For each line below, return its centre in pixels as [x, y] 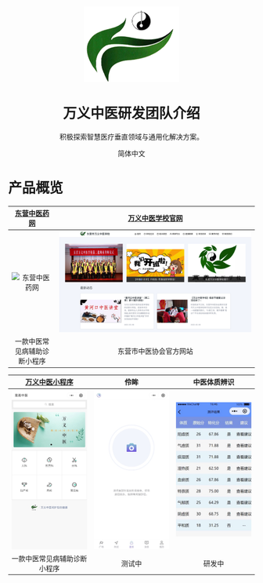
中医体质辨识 [214, 382]
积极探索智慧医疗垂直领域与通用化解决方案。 [131, 137]
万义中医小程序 [49, 382]
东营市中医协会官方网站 [155, 352]
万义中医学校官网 [155, 218]
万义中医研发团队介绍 [131, 113]
